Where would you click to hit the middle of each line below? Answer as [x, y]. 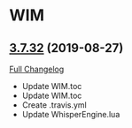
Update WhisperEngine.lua [71, 114]
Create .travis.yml [54, 105]
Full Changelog [37, 69]
